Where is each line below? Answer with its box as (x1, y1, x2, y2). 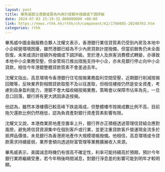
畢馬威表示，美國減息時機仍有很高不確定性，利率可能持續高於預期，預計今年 (5, 149, 160, 155)
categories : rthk (5, 26, 41, 31)
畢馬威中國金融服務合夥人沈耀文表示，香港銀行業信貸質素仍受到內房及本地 (5, 40, 156, 46)
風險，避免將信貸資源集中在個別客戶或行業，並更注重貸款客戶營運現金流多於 (5, 127, 160, 133)
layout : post (5, 7, 32, 12)
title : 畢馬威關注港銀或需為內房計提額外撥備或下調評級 (5, 12, 105, 17)
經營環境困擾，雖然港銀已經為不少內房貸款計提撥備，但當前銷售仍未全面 (13, 46, 160, 52)
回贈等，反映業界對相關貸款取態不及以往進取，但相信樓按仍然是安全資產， (5, 81, 156, 87)
